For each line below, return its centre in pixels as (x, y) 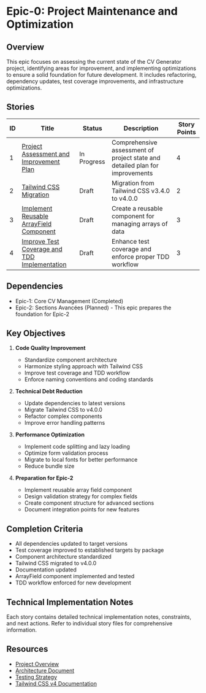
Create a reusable (137, 208)
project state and (136, 158)
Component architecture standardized (63, 557)
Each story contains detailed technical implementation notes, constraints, (99, 617)
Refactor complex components (63, 416)
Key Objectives (36, 334)
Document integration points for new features (82, 509)
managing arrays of (139, 223)
